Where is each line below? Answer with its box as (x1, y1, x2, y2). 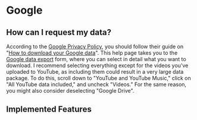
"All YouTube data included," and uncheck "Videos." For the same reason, (6, 81, 186, 88)
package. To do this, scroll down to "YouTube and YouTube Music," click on (6, 75, 192, 81)
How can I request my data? (6, 27, 112, 37)
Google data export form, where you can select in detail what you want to (6, 56, 186, 62)
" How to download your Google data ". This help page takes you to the (6, 49, 178, 56)
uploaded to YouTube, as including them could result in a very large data (6, 68, 184, 75)
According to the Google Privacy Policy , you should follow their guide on (6, 43, 183, 50)
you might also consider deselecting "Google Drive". (6, 87, 135, 94)
